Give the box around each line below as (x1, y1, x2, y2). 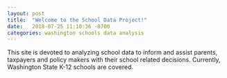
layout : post (7, 10, 45, 17)
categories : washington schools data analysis (7, 29, 144, 37)
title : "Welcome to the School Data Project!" (7, 17, 148, 23)
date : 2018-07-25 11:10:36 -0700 (7, 23, 110, 30)
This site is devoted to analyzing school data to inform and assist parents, (7, 48, 218, 57)
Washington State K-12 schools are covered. (7, 63, 134, 71)
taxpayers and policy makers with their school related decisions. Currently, (7, 56, 221, 64)
